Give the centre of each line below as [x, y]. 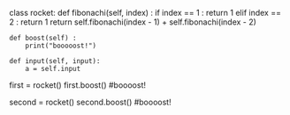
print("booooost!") [61, 46]
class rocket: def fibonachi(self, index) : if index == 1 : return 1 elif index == [145, 13]
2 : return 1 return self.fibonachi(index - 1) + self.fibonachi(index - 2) [133, 22]
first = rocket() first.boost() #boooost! [77, 85]
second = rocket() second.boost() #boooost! [90, 102]
